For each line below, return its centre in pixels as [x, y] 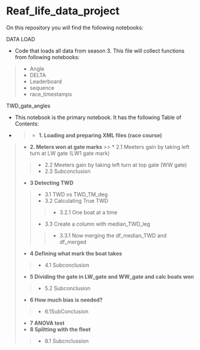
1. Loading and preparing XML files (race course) [100, 135]
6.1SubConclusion [66, 311]
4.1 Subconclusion [67, 265]
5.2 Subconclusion [67, 288]
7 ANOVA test [47, 323]
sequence [42, 87]
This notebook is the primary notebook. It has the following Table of [98, 117]
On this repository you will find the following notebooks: [75, 28]
